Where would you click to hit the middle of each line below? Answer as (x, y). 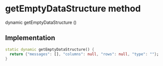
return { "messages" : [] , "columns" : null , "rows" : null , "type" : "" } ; (84, 54)
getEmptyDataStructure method (73, 9)
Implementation (30, 38)
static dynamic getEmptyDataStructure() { (50, 49)
